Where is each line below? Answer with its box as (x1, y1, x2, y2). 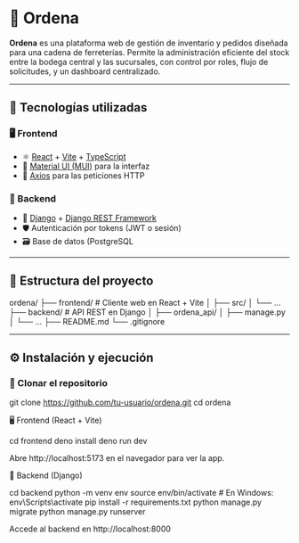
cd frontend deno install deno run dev (9, 436, 148, 447)
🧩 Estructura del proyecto (9, 274, 154, 289)
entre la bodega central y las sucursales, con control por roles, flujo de (9, 56, 269, 67)
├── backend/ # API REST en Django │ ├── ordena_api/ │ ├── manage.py (9, 307, 287, 317)
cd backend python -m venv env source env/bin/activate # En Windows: (9, 488, 274, 498)
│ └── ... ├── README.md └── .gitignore (9, 316, 166, 326)
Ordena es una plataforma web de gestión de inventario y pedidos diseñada (9, 37, 288, 48)
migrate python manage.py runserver (9, 506, 146, 517)
